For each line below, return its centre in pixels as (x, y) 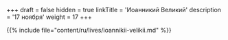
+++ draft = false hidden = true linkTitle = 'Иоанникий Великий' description (114, 10)
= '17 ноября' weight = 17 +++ (49, 17)
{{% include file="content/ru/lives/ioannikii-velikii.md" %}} (89, 30)
